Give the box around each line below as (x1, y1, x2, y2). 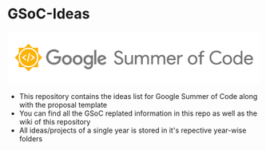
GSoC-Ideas (7, 5, 90, 23)
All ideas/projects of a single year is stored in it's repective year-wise (18, 125, 247, 135)
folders (18, 133, 43, 144)
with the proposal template (18, 100, 108, 109)
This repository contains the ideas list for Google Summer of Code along (18, 91, 258, 101)
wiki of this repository (18, 116, 91, 126)
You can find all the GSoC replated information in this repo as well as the (18, 109, 257, 118)
